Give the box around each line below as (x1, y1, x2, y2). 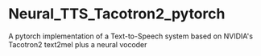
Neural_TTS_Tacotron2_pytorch (8, 5, 226, 23)
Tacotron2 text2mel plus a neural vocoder (8, 39, 147, 49)
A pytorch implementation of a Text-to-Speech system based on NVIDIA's (8, 31, 254, 41)
